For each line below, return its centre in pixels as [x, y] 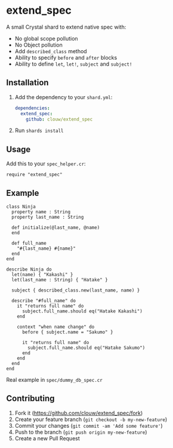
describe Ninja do [29, 269]
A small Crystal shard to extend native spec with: [66, 27]
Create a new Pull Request [47, 438]
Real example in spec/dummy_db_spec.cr [54, 380]
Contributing [30, 399]
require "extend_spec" [34, 175]
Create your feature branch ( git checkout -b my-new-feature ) [91, 419]
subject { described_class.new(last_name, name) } [76, 290]
